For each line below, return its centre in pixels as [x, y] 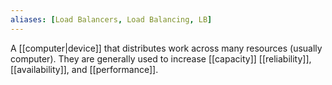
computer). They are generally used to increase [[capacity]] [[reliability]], [161, 58]
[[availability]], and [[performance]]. [84, 69]
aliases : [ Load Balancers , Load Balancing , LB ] [111, 19]
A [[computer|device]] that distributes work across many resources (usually [166, 48]
